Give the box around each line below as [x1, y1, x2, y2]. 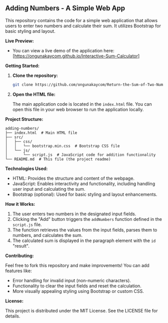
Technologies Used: [5, 166, 48, 172]
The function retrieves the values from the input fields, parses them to [12, 226, 157, 233]
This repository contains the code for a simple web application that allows [5, 17, 158, 23]
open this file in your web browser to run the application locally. [12, 106, 144, 112]
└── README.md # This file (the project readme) [5, 156, 111, 161]
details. [5, 313, 21, 319]
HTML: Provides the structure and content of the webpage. [12, 175, 135, 181]
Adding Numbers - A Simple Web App [5, 4, 125, 13]
